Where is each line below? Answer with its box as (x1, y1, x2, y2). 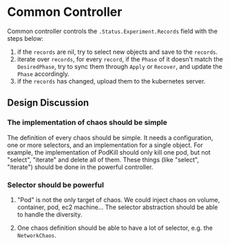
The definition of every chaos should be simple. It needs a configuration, (7, 133, 213, 141)
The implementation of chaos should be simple (7, 118, 167, 128)
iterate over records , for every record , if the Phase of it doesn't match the (17, 55, 223, 63)
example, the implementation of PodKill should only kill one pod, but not (7, 148, 211, 156)
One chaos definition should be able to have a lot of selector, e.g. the (17, 224, 213, 232)
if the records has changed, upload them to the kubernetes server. (17, 77, 206, 85)
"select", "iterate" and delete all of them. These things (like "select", (7, 155, 200, 164)
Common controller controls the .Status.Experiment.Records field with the (7, 27, 218, 35)
